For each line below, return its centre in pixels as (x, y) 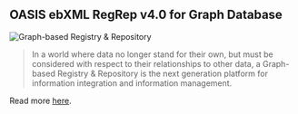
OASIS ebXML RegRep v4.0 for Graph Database (146, 15)
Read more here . (40, 100)
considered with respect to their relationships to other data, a (146, 63)
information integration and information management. (132, 83)
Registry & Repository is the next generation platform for (163, 73)
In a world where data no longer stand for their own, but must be (153, 54)
